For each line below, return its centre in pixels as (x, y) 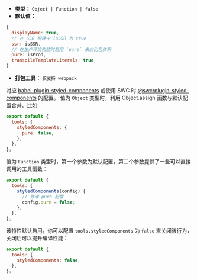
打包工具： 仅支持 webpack (46, 78)
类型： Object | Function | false (56, 9)
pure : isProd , (29, 55)
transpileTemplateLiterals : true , (54, 60)
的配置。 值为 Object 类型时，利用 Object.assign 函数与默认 (111, 98)
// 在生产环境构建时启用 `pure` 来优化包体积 (61, 49)
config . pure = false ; (49, 202)
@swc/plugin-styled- (163, 90)
